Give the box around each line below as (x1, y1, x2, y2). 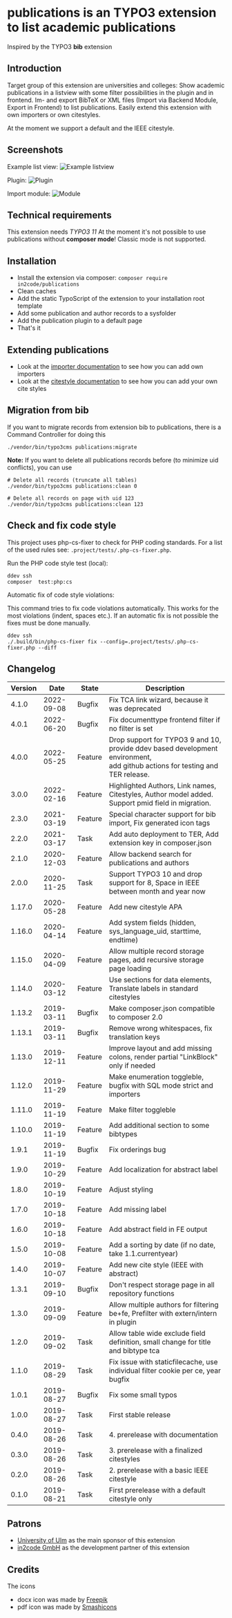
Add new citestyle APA (108, 903, 183, 912)
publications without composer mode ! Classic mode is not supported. (7, 235, 206, 243)
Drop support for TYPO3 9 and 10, (108, 735, 222, 745)
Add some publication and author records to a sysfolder (17, 309, 177, 317)
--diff (37, 644, 57, 651)
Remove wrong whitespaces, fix (108, 1024, 213, 1034)
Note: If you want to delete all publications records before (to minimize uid (7, 455, 219, 464)
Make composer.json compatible (108, 1004, 215, 1014)
